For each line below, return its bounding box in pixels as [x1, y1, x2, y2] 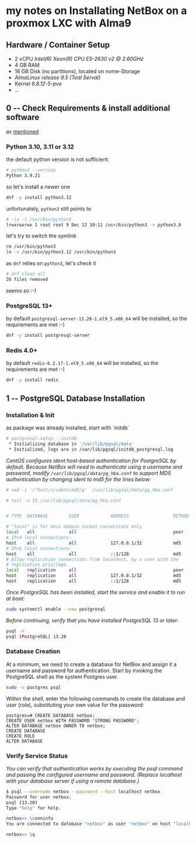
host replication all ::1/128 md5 [6, 578, 181, 584]
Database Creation [6, 648, 61, 656]
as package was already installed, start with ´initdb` [6, 424, 129, 431]
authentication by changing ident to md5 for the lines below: [6, 476, 152, 483]
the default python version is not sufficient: [6, 156, 110, 163]
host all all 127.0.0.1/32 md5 [6, 540, 181, 546]
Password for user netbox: [6, 794, 72, 800]
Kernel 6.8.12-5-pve [14, 80, 62, 87]
